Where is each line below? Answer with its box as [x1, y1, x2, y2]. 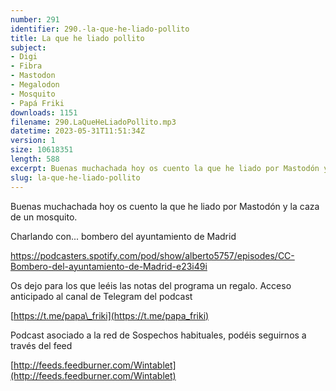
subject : [10, 42, 47, 53]
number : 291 [10, 14, 60, 25]
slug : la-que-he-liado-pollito [10, 172, 141, 183]
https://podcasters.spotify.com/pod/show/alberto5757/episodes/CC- [10, 249, 295, 261]
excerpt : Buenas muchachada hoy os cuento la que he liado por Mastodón [10, 163, 320, 173]
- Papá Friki [10, 98, 65, 108]
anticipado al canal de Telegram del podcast [10, 290, 193, 302]
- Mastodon [10, 71, 56, 81]
